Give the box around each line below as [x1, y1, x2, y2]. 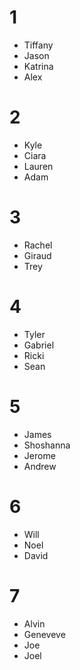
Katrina [23, 60, 54, 72]
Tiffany [23, 39, 54, 51]
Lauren [23, 160, 54, 172]
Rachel [23, 239, 53, 251]
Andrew [23, 460, 57, 472]
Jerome [23, 449, 56, 461]
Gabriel [23, 339, 55, 351]
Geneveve [23, 628, 66, 640]
